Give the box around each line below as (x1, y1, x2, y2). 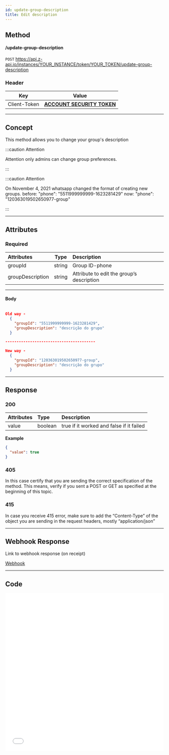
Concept (5, 123, 33, 132)
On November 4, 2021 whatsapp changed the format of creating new (5, 185, 148, 192)
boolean (37, 422, 57, 429)
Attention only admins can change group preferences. (5, 156, 117, 162)
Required (5, 240, 28, 247)
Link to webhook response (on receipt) (5, 550, 86, 557)
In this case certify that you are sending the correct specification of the (5, 478, 153, 484)
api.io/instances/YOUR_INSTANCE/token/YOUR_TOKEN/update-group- (5, 61, 152, 68)
